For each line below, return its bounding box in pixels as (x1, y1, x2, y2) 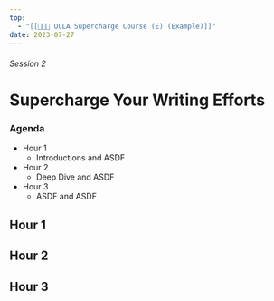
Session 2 (9, 58, 47, 69)
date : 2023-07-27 (9, 30, 75, 39)
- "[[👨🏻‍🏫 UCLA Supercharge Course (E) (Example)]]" (17, 22, 217, 31)
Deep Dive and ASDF (35, 171, 115, 182)
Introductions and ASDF (35, 152, 126, 163)
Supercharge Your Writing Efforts (9, 90, 265, 111)
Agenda (9, 122, 45, 135)
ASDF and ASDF (35, 191, 98, 202)
